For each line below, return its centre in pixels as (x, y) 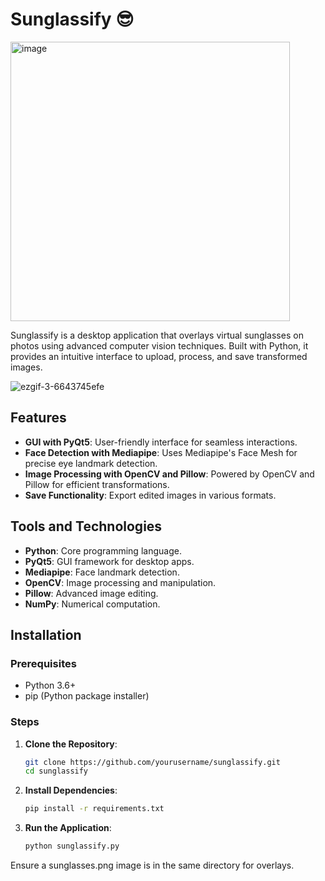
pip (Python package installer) (87, 696)
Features (38, 418)
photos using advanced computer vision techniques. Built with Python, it (159, 345)
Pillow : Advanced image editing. (91, 593)
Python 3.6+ (50, 685)
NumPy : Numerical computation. (92, 604)
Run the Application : (68, 828)
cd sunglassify (56, 771)
